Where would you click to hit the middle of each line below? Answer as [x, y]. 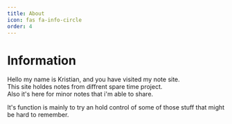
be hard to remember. [38, 115]
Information [42, 60]
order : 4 [20, 26]
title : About [26, 13]
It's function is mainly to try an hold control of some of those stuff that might [116, 107]
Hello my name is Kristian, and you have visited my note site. [93, 79]
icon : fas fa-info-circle [44, 20]
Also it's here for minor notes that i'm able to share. [80, 94]
